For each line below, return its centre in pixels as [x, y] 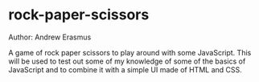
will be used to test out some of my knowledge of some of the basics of [127, 61]
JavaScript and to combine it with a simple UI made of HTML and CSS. [125, 69]
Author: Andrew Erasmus [50, 37]
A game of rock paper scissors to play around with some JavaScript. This [130, 52]
